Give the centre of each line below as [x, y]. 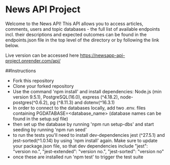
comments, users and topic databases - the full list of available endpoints [83, 29]
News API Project [43, 9]
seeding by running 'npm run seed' [50, 130]
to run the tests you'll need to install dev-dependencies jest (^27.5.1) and [89, 135]
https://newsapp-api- [103, 55]
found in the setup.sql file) [40, 118]
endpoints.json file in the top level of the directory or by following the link [82, 40]
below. [12, 45]
